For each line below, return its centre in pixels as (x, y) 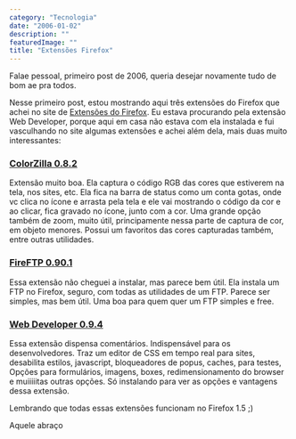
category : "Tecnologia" (53, 17)
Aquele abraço (37, 426)
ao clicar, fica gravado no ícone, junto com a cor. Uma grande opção (135, 211)
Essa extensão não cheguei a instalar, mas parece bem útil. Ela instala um (144, 282)
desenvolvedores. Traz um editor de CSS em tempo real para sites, (132, 354)
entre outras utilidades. (52, 240)
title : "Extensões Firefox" (62, 51)
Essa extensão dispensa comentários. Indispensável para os (120, 344)
